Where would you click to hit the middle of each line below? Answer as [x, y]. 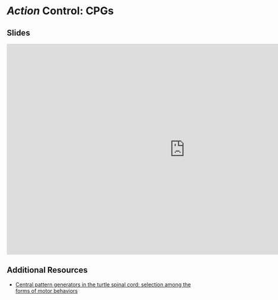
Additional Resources [47, 270]
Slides [18, 33]
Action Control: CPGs [60, 11]
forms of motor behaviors [47, 291]
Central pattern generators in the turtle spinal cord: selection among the [103, 284]
